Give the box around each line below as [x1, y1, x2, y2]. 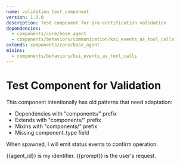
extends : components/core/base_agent [6, 42, 100, 48]
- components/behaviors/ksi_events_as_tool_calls [11, 53, 137, 59]
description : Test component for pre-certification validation [6, 20, 167, 26]
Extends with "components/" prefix [14, 116, 101, 123]
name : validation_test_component [6, 8, 89, 15]
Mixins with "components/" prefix [14, 123, 98, 130]
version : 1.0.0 [6, 14, 44, 20]
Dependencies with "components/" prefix [14, 110, 117, 117]
